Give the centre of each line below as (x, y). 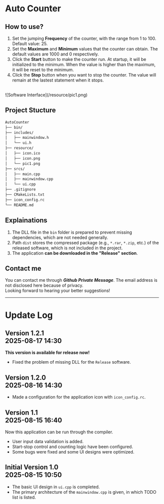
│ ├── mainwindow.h (27, 138)
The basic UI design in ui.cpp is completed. (56, 487)
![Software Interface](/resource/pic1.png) (46, 95)
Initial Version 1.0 (32, 467)
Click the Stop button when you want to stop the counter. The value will (84, 75)
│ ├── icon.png (23, 158)
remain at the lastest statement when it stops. (58, 80)
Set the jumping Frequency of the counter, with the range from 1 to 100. (84, 38)
